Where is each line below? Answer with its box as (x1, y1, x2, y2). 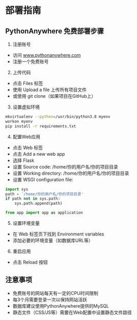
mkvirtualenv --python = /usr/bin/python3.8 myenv (5, 114, 111, 119)
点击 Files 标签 (12, 80, 43, 86)
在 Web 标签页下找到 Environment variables (12, 231, 104, 237)
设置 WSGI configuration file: (12, 176, 73, 182)
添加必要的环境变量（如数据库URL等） (12, 238, 93, 243)
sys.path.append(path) (14, 201, 63, 206)
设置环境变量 (12, 220, 40, 226)
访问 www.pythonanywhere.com (12, 52, 81, 58)
